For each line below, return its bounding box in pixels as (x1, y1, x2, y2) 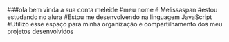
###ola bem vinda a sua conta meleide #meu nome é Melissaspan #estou (7, 6, 218, 14)
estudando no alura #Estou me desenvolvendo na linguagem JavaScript (7, 13, 212, 21)
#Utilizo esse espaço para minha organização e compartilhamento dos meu (7, 20, 223, 28)
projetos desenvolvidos (7, 27, 74, 35)
